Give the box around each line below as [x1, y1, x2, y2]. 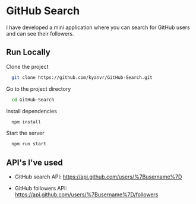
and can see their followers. [6, 30, 74, 37]
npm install [11, 119, 42, 125]
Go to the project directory [6, 85, 71, 93]
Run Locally [6, 47, 50, 58]
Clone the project [6, 63, 49, 70]
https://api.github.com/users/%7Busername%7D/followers [14, 191, 159, 198]
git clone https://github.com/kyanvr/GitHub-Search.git [11, 74, 153, 81]
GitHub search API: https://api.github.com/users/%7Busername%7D [14, 173, 182, 180]
